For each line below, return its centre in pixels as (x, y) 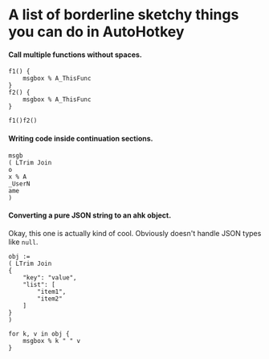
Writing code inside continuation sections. (81, 138)
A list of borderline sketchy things (124, 15)
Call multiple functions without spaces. (75, 55)
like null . (23, 242)
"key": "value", (50, 277)
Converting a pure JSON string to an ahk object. (90, 215)
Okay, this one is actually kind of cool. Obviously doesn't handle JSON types (135, 233)
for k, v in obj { (39, 334)
